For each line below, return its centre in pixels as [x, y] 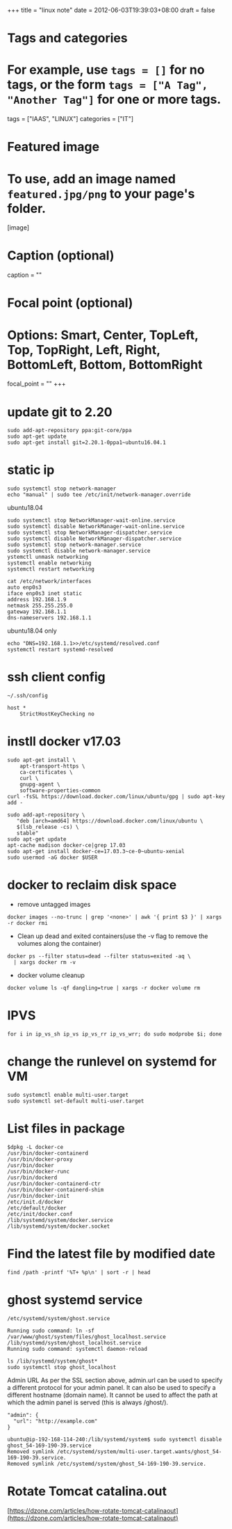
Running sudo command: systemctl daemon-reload [77, 1349]
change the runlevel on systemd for [112, 1062]
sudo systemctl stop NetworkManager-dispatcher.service [90, 533]
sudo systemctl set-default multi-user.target [76, 1101]
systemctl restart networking [51, 569]
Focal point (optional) [70, 303]
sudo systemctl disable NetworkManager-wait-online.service [96, 527]
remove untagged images [54, 904]
